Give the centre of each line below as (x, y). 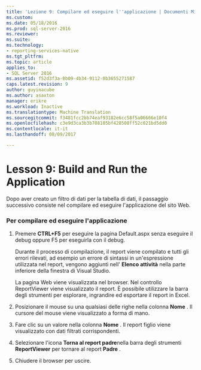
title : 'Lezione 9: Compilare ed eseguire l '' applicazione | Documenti (97, 12)
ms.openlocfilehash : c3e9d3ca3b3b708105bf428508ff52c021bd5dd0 (87, 124)
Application (36, 182)
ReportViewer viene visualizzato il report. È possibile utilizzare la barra (101, 289)
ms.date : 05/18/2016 (32, 23)
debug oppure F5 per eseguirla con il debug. (70, 240)
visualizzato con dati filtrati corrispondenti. (68, 331)
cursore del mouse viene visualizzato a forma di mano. (82, 313)
